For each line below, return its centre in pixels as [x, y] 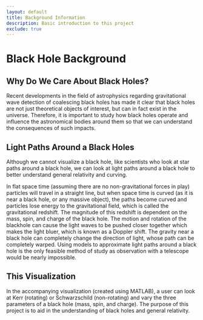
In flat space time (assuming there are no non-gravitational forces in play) [98, 186]
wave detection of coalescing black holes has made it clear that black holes [101, 102]
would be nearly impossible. [42, 257]
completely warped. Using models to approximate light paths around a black [101, 245]
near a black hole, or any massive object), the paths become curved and [97, 199]
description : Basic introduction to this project [70, 23]
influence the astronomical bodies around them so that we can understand [99, 121]
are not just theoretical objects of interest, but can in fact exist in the [92, 109]
